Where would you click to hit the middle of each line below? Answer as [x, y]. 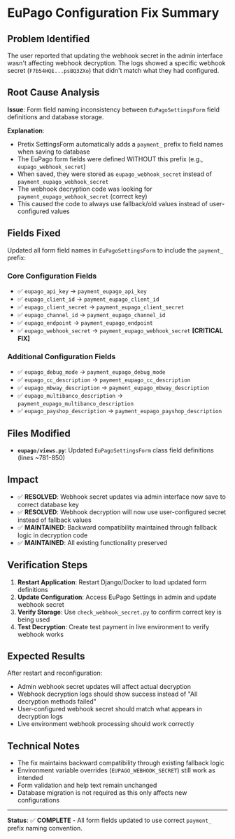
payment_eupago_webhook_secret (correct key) [83, 196]
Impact [23, 479]
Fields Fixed [34, 233]
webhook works [41, 634]
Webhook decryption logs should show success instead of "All [107, 694]
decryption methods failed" [57, 702]
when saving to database [54, 152]
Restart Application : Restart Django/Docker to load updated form [112, 582]
